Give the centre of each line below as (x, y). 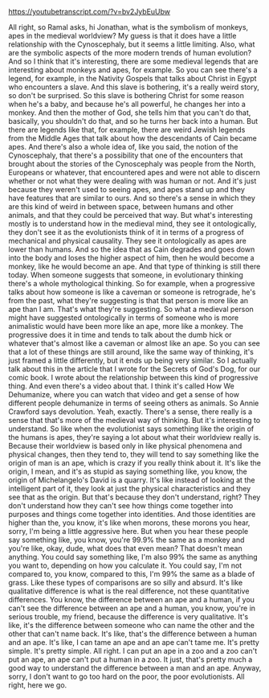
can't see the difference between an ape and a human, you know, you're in (132, 608)
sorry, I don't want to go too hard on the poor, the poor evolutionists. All (126, 676)
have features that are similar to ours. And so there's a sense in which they (132, 198)
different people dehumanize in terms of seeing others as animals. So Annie (134, 403)
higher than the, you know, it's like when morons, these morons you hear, (129, 523)
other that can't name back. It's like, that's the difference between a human (132, 634)
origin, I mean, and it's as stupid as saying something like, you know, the (128, 471)
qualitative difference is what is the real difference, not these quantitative (129, 591)
